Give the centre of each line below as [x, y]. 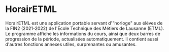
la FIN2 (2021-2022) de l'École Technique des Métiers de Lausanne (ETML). [85, 28]
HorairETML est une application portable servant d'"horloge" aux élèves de [84, 23]
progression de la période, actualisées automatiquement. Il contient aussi [82, 39]
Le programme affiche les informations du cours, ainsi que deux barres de [83, 33]
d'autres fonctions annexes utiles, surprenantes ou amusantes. [71, 44]
